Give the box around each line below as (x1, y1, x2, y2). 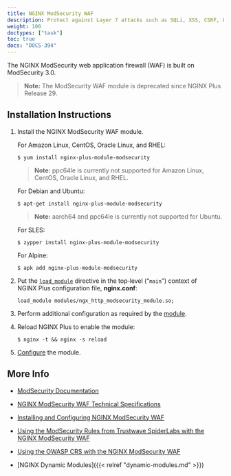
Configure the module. (16, 348, 81, 356)
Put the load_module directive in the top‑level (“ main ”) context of (16, 277, 197, 285)
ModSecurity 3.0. (7, 68, 56, 77)
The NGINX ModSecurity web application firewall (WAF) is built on (7, 61, 195, 69)
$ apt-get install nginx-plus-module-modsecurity (16, 200, 163, 207)
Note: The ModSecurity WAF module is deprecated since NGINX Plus (23, 82, 221, 90)
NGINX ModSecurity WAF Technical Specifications (16, 399, 162, 408)
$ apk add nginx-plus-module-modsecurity (16, 264, 137, 271)
